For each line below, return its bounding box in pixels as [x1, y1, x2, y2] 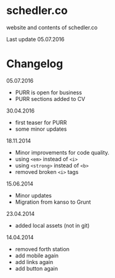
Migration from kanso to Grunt [15, 198, 91, 206]
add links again [15, 258, 54, 265]
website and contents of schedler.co [6, 24, 98, 31]
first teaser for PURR [15, 119, 67, 126]
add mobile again [15, 252, 59, 259]
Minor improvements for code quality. [15, 148, 110, 156]
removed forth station [15, 245, 70, 252]
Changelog [6, 57, 63, 71]
